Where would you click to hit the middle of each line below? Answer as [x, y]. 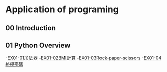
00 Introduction [30, 28]
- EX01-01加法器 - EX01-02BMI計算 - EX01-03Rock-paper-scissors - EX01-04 [83, 58]
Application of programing [62, 9]
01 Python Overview [38, 45]
